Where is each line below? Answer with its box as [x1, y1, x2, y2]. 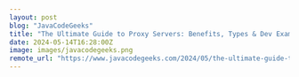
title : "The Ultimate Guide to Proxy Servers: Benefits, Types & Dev [9, 29, 273, 38]
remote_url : [9, 54, 53, 63]
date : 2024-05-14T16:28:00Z [9, 37, 114, 47]
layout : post [9, 12, 58, 22]
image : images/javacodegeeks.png [9, 46, 133, 55]
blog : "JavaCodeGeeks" [9, 21, 93, 30]
